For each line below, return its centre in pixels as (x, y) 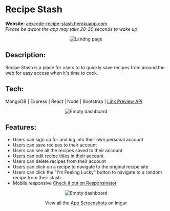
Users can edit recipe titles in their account (58, 156)
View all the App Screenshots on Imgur (86, 203)
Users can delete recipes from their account (59, 161)
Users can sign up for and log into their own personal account (78, 140)
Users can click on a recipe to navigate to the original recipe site (80, 167)
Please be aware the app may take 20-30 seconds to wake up (71, 29)
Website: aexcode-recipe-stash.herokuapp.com (56, 24)
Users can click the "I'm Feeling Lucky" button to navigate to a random (87, 172)
